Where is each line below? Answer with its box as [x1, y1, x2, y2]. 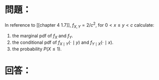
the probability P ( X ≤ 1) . [12, 46, 62, 52]
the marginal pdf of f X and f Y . [12, 33, 74, 40]
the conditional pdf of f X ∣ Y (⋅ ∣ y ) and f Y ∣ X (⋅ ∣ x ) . [12, 39, 114, 46]
